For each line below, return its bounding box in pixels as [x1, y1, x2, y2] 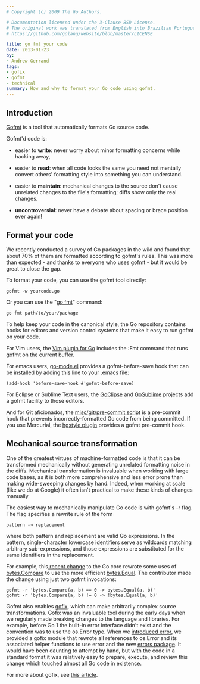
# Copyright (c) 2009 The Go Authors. [6, 8, 102, 15]
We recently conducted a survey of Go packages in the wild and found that [6, 245, 190, 253]
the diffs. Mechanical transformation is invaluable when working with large [6, 467, 189, 474]
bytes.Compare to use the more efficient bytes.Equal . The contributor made [6, 569, 192, 576]
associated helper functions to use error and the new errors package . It [6, 641, 182, 648]
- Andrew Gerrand [6, 58, 49, 64]
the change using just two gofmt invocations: [6, 576, 117, 583]
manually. [6, 492, 30, 499]
